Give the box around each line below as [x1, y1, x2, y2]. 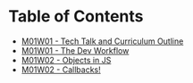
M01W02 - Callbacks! [21, 64, 101, 75]
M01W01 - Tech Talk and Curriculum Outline [21, 36, 184, 46]
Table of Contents [8, 6, 144, 27]
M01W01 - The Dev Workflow [21, 45, 130, 55]
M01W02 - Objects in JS [21, 54, 112, 65]
